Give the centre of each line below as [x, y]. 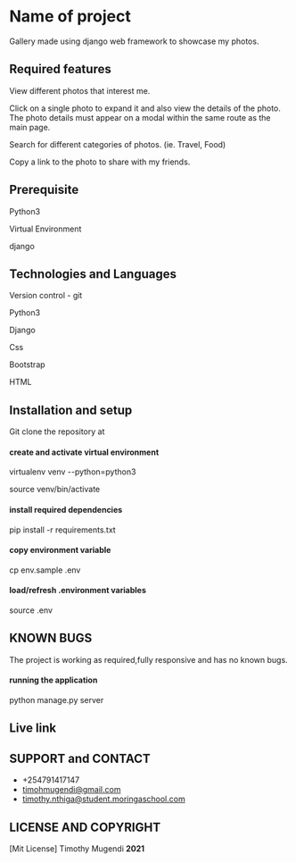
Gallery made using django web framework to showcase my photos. [134, 41]
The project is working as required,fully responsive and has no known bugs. [148, 659]
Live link [33, 729]
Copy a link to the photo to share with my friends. [100, 162]
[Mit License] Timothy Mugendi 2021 [77, 849]
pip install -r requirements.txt [62, 530]
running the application [53, 680]
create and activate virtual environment [84, 452]
